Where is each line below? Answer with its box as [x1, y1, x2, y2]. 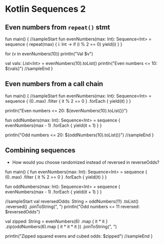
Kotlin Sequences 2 [5, 3, 86, 15]
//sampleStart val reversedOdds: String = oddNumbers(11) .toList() [5, 198, 139, 204]
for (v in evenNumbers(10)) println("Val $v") [5, 51, 94, 57]
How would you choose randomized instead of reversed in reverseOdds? [12, 159, 160, 165]
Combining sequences [5, 146, 76, 154]
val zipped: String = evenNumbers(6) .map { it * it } [5, 218, 108, 224]
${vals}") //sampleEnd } [5, 65, 53, 71]
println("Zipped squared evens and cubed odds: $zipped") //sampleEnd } [5, 233, 153, 239]
